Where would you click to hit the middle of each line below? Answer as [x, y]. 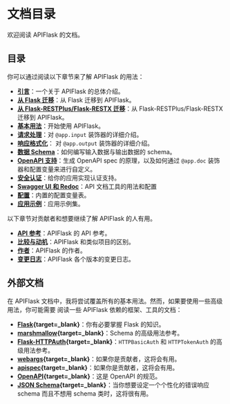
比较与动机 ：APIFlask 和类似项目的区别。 [76, 241]
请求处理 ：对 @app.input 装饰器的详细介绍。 [80, 134]
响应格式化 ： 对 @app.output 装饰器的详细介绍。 [85, 143]
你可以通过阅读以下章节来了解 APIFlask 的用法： [76, 76]
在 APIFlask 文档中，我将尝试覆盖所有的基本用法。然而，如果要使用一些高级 [115, 301]
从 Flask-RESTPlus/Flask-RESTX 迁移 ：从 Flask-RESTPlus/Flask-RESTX [120, 109]
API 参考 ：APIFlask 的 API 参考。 [64, 233]
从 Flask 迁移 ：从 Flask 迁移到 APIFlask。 [76, 100]
